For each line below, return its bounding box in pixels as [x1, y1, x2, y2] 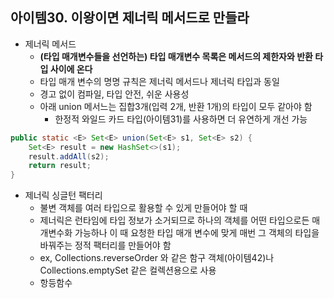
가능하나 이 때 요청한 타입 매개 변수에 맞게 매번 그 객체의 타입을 [74, 227, 320, 239]
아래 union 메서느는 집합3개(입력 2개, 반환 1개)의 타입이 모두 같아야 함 [39, 100, 313, 112]
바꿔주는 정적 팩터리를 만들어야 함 [39, 239, 172, 252]
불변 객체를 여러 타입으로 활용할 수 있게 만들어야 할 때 [39, 202, 248, 214]
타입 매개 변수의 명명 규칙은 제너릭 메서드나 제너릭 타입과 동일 [39, 75, 280, 87]
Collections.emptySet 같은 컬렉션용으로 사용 [39, 264, 217, 277]
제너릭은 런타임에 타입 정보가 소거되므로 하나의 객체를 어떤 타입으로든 [39, 214, 310, 227]
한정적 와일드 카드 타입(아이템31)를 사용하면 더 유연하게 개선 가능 [54, 113, 308, 125]
